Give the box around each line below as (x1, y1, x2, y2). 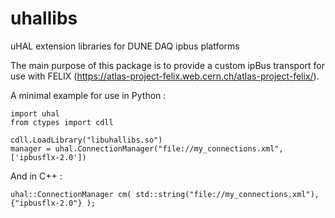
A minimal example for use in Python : (10, 89, 167, 101)
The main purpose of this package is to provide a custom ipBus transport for (10, 59, 325, 71)
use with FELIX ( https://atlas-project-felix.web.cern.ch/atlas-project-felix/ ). (10, 70, 320, 82)
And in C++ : (10, 170, 63, 182)
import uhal (10, 108, 60, 119)
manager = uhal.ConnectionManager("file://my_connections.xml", (10, 143, 284, 154)
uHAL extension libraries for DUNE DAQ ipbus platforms (10, 40, 240, 52)
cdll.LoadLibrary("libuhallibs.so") (10, 135, 163, 145)
